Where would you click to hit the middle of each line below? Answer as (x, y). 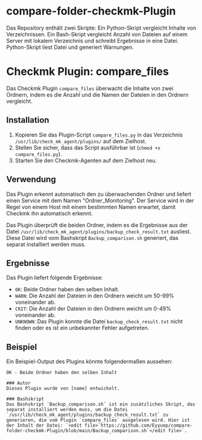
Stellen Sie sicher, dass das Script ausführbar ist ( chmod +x (88, 147)
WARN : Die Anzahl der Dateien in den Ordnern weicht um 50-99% (95, 296)
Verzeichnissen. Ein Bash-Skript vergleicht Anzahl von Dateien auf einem (97, 34)
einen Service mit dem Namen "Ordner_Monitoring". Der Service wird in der (100, 200)
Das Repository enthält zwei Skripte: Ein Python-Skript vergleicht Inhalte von (101, 28)
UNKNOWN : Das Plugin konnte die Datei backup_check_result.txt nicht (99, 322)
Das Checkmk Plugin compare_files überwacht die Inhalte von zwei (90, 88)
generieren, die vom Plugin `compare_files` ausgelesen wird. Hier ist (98, 420)
